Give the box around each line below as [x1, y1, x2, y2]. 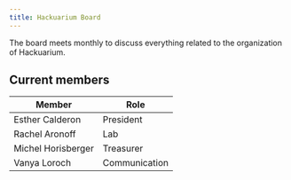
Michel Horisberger [13, 143, 95, 155]
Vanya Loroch [13, 157, 72, 169]
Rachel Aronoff [13, 128, 76, 140]
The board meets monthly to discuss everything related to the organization [9, 37, 282, 48]
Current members [9, 73, 110, 88]
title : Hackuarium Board [9, 12, 101, 22]
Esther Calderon [13, 113, 82, 126]
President [102, 113, 143, 126]
